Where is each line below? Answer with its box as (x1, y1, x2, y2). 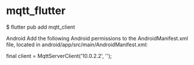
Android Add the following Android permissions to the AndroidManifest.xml (6, 35, 189, 42)
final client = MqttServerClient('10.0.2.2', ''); (6, 52, 112, 59)
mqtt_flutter (6, 4, 66, 18)
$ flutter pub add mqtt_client (6, 23, 75, 30)
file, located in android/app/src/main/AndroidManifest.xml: (6, 41, 149, 48)
